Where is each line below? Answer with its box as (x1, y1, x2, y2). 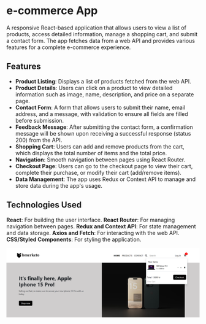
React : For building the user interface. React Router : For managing (6, 216, 175, 223)
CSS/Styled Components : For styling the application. (6, 236, 142, 243)
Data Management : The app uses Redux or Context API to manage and (15, 175, 196, 183)
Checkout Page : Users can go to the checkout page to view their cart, (15, 162, 193, 169)
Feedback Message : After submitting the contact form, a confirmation (15, 123, 193, 131)
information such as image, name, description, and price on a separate (15, 90, 194, 98)
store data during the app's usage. (15, 182, 103, 189)
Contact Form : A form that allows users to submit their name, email (15, 104, 186, 111)
